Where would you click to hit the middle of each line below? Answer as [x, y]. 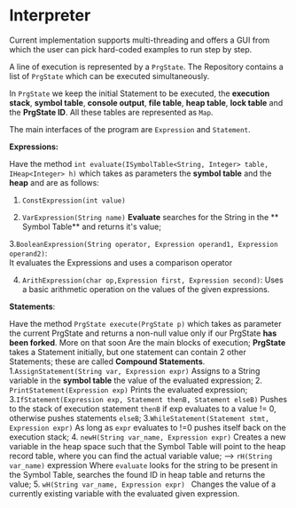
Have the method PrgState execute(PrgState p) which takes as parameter [145, 323]
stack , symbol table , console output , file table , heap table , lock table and [146, 102]
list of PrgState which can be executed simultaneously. [109, 75]
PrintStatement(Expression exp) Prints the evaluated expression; [129, 389]
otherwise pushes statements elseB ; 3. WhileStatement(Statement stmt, [140, 417]
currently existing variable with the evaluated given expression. [125, 493]
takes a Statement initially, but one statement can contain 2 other [128, 352]
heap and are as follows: [54, 182]
